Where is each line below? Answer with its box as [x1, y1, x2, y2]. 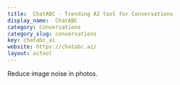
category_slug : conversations [7, 30, 97, 38]
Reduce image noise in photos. [7, 69, 98, 78]
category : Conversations [7, 23, 81, 30]
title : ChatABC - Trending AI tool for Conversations [7, 10, 174, 18]
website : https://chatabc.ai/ [7, 43, 97, 50]
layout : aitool [7, 50, 53, 57]
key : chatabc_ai [7, 37, 55, 44]
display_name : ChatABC [7, 17, 78, 24]
